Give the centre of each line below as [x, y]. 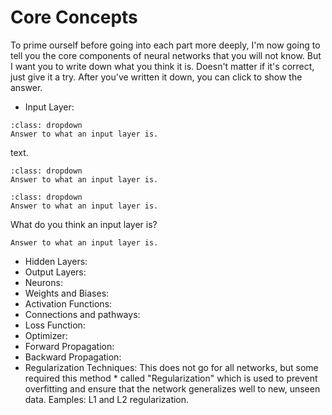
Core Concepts [74, 17]
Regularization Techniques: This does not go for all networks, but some [171, 367]
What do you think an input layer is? [84, 224]
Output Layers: [55, 272]
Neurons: [43, 282]
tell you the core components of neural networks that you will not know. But [166, 55]
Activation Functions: [68, 303]
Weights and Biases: [67, 293]
